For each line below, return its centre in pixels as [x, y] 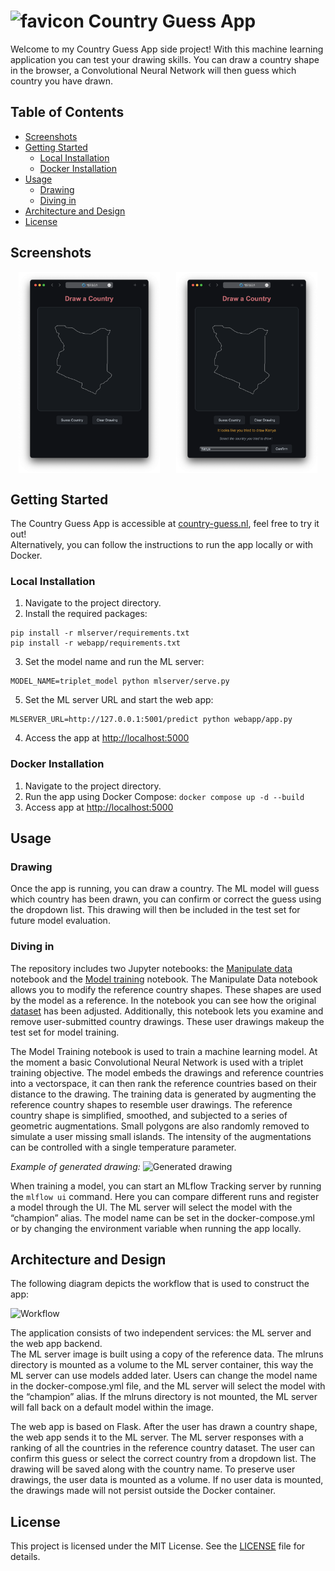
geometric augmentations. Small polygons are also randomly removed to [160, 1126]
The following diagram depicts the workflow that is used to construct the [160, 1284]
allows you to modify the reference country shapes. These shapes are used [166, 989]
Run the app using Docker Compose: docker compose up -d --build [164, 796]
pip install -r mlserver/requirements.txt [100, 633]
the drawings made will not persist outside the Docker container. [143, 1491]
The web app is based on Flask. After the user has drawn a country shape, [164, 1427]
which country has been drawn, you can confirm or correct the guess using [166, 899]
